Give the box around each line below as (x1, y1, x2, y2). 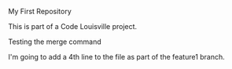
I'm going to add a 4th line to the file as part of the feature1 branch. (8, 53, 226, 61)
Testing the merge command (8, 37, 101, 46)
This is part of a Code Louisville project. (8, 22, 138, 31)
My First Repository (8, 7, 72, 16)
